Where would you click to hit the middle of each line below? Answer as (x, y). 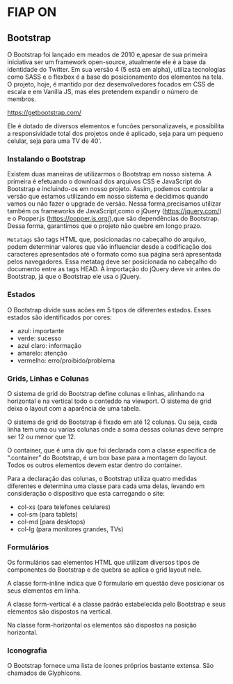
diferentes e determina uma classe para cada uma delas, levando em (106, 486)
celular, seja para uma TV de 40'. (55, 141)
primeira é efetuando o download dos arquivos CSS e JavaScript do (104, 181)
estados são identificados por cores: (60, 317)
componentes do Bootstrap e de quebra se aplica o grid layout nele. (105, 570)
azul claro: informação (49, 345)
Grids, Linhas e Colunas (48, 379)
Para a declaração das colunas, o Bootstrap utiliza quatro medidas (102, 478)
